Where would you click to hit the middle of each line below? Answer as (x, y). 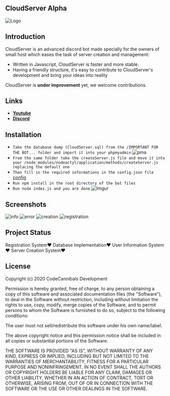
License (18, 266)
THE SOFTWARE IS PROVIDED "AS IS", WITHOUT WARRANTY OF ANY (79, 351)
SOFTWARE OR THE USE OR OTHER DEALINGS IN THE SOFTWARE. (76, 388)
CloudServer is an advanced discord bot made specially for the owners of (82, 49)
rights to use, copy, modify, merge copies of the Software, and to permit (81, 305)
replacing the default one (41, 167)
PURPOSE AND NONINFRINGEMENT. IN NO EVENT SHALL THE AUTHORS (83, 367)
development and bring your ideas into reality (60, 75)
